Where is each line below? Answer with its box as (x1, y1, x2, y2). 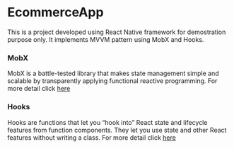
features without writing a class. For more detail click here (7, 133, 177, 142)
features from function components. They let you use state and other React (7, 126, 227, 134)
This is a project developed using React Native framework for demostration (7, 28, 226, 36)
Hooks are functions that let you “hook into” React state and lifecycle (7, 118, 208, 126)
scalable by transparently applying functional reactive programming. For (7, 77, 218, 85)
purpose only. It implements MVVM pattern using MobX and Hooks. (7, 35, 204, 43)
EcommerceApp (7, 4, 104, 21)
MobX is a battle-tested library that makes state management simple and (7, 69, 219, 78)
